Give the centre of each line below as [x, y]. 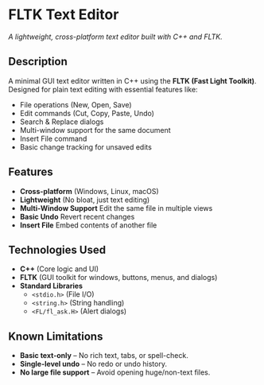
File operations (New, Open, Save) [76, 104]
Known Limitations [56, 336]
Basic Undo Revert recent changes [77, 216]
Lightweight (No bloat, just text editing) [85, 200]
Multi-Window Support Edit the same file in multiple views [116, 208]
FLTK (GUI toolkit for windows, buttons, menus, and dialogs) [118, 278]
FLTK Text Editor [64, 15]
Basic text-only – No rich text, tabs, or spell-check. [104, 356]
